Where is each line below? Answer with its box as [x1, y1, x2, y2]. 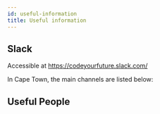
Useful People [7, 96, 70, 108]
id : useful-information [7, 10, 78, 18]
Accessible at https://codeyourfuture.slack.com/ [7, 61, 148, 70]
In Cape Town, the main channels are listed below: [7, 75, 154, 84]
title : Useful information [7, 17, 87, 24]
